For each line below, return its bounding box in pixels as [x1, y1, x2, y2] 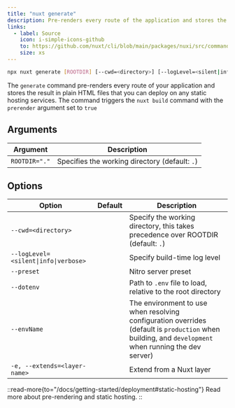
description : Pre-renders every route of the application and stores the [7, 17, 227, 24]
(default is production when [129, 325, 220, 335]
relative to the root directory [129, 287, 222, 297]
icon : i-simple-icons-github [20, 36, 105, 43]
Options [7, 180, 43, 192]
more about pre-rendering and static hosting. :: [7, 393, 143, 401]
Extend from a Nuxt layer [129, 365, 211, 374]
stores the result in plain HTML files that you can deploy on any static [7, 88, 207, 97]
